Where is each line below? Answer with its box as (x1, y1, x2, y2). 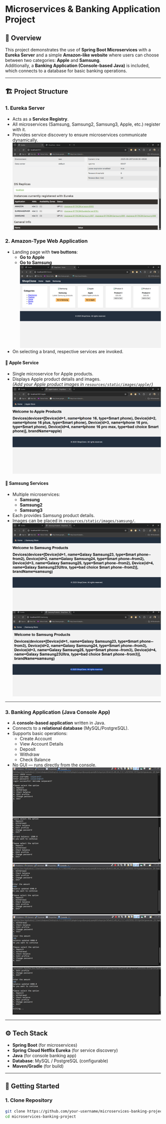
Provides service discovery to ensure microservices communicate (12, 132, 147, 138)
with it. (12, 126, 26, 132)
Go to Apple (19, 254, 45, 260)
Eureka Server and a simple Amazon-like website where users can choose (5, 52, 159, 58)
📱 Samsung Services (5, 480, 49, 486)
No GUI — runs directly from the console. (12, 762, 97, 768)
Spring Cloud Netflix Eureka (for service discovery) (12, 1047, 118, 1053)
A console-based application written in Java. (12, 720, 106, 726)
